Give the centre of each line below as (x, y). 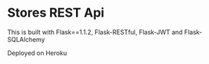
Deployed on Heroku (37, 53)
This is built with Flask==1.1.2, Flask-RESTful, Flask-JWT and (95, 32)
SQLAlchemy (26, 39)
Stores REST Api (56, 13)
